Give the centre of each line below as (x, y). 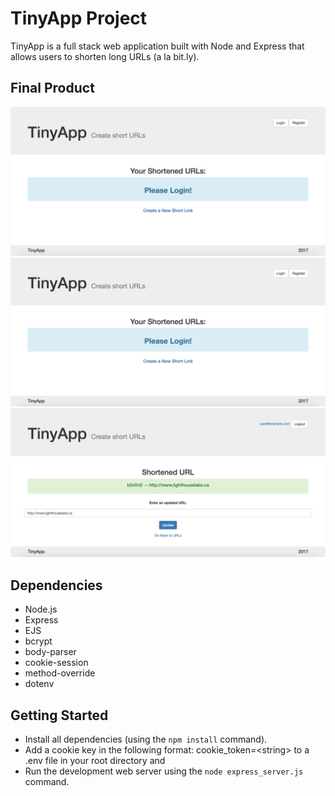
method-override (60, 673)
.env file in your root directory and (95, 761)
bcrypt (38, 641)
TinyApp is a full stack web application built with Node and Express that (157, 46)
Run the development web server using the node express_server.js (164, 771)
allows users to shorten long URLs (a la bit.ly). (105, 56)
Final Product (52, 88)
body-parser (50, 652)
